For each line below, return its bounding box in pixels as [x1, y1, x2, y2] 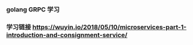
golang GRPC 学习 [6, 5, 60, 13]
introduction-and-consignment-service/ [6, 31, 128, 39]
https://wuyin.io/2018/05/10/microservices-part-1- [32, 23, 187, 31]
